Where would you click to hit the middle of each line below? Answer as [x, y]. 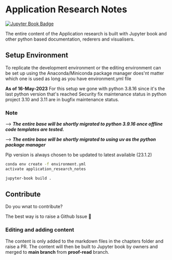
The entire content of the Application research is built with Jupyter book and [86, 33]
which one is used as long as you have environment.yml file [69, 79]
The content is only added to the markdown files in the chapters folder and [84, 241]
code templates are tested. [35, 129]
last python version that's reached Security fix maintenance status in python [86, 94]
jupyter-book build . [28, 178]
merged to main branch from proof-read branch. [57, 252]
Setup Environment [37, 55]
